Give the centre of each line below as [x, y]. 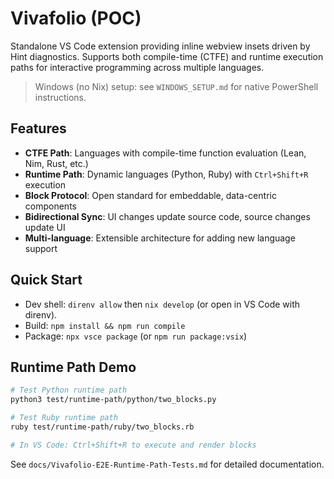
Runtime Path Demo [73, 367]
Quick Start [46, 280]
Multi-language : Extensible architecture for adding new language [160, 238]
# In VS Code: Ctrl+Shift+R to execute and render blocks [133, 445]
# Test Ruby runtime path [64, 418]
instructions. [60, 97]
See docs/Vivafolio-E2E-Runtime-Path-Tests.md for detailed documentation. [167, 464]
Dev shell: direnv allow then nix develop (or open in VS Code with [162, 304]
